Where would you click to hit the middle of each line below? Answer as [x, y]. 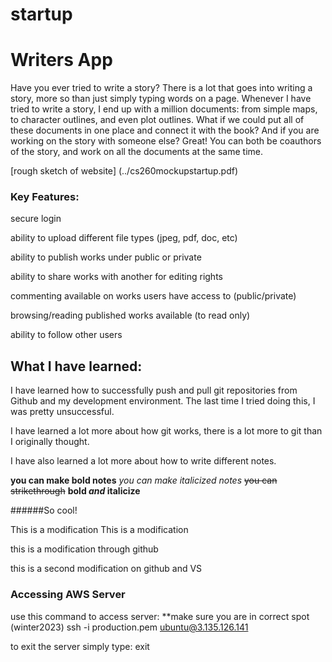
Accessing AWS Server [68, 595]
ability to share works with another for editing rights [116, 277]
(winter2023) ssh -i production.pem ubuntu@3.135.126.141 [129, 627]
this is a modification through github [84, 549]
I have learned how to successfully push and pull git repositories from [154, 390]
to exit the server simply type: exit [80, 646]
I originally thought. [50, 442]
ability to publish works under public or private [106, 257]
